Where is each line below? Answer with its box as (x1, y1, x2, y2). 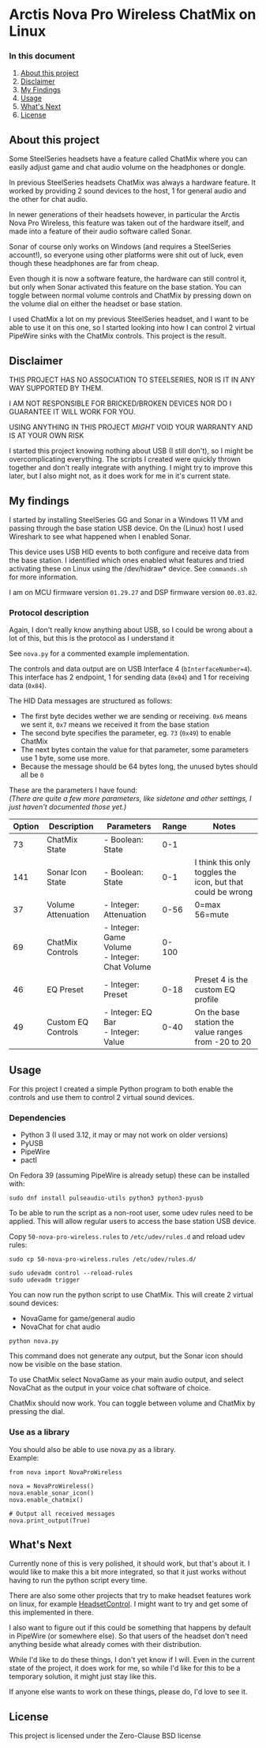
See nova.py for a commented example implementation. (9, 649, 190, 658)
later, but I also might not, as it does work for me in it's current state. (9, 471, 231, 481)
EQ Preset (47, 984, 84, 995)
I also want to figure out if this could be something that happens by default (9, 1623, 252, 1633)
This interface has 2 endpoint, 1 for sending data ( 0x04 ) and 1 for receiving (9, 672, 249, 682)
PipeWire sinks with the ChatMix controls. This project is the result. (9, 331, 227, 341)
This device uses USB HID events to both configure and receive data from (9, 547, 249, 556)
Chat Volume (103, 961, 152, 972)
